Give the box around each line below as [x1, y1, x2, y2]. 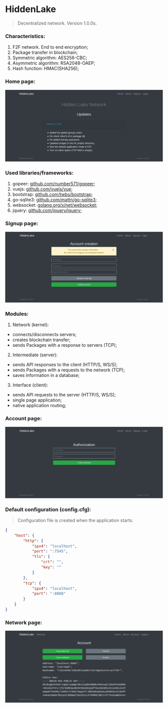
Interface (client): [12, 382, 48, 388]
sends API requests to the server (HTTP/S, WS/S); [12, 392, 116, 398]
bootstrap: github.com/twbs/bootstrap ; [12, 191, 93, 197]
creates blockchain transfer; [12, 337, 71, 343]
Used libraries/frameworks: [5, 169, 74, 176]
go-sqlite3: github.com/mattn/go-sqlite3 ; [12, 197, 97, 203]
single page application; [12, 397, 62, 403]
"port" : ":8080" [31, 591, 66, 596]
